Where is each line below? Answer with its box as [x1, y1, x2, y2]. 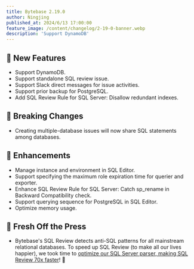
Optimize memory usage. [14, 204, 78, 211]
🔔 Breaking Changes [6, 111, 84, 121]
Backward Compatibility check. [14, 192, 92, 199]
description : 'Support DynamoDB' [6, 31, 90, 37]
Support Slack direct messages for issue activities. [14, 81, 140, 88]
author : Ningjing [6, 14, 50, 20]
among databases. [14, 133, 61, 140]
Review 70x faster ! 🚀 [14, 257, 66, 264]
